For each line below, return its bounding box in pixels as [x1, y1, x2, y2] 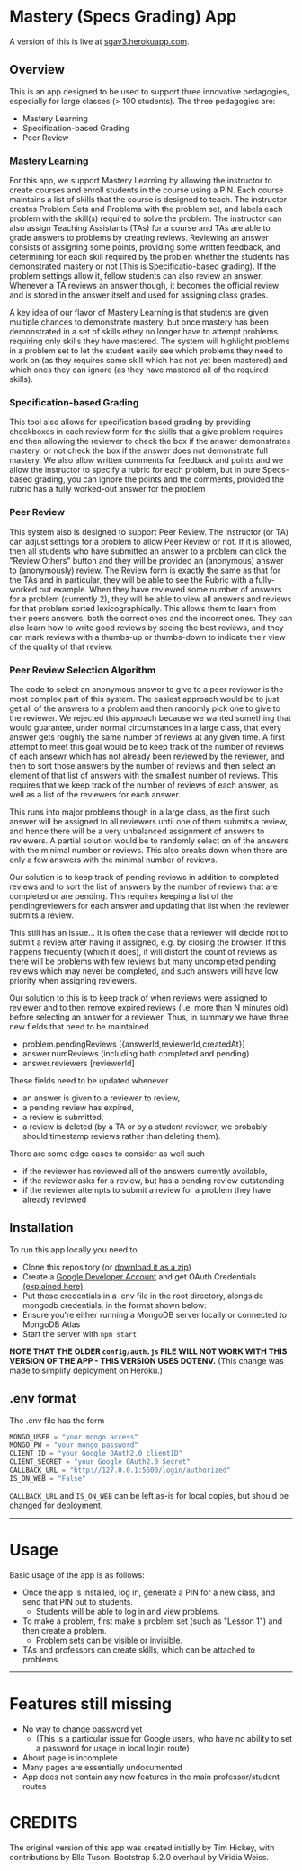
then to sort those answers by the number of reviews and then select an [9, 760, 276, 771]
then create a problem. [22, 1625, 107, 1635]
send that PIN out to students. [22, 1596, 133, 1607]
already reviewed [22, 1194, 87, 1205]
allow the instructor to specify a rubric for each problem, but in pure [9, 465, 261, 476]
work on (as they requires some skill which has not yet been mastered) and [9, 355, 288, 366]
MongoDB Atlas [22, 1319, 81, 1330]
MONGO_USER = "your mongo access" [9, 1432, 139, 1441]
